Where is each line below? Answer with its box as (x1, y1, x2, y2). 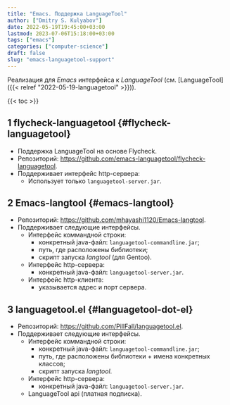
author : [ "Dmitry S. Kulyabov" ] (7, 17, 102, 24)
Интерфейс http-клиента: (27, 275, 104, 284)
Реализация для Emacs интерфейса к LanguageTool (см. (7, 75, 177, 84)
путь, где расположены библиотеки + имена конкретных (38, 352, 210, 361)
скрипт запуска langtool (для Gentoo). (38, 253, 153, 261)
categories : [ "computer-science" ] (7, 43, 109, 50)
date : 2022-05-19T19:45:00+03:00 (7, 23, 106, 30)
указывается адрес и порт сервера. (38, 283, 147, 292)
